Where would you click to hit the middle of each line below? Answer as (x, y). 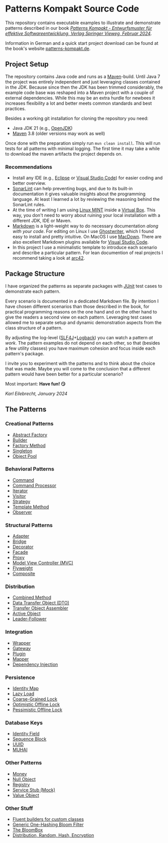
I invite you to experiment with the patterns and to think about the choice (80, 363)
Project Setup (27, 64)
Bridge (19, 542)
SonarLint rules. (29, 205)
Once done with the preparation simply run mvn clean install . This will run (83, 143)
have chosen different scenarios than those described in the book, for (77, 306)
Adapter (21, 536)
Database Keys (24, 723)
